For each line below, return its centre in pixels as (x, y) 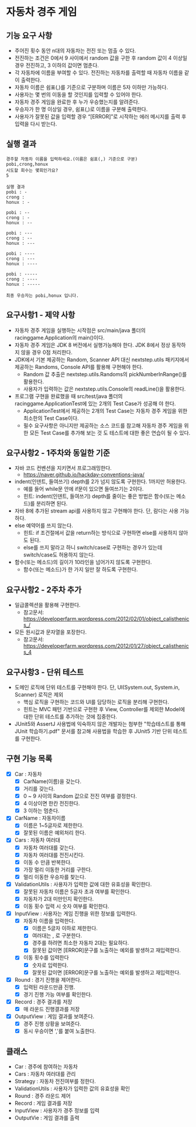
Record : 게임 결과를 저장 (43, 1103)
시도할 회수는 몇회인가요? (32, 170)
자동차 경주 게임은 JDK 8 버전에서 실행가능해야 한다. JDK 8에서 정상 (92, 345)
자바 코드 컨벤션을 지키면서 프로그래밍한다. (63, 468)
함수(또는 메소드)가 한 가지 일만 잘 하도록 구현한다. (80, 569)
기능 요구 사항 (29, 35)
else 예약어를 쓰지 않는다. (44, 525)
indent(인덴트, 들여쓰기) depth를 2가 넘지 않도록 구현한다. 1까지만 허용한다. (101, 481)
